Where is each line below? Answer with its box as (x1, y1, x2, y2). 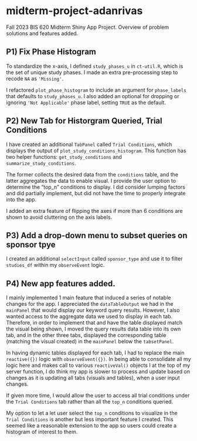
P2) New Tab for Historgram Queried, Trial (6, 116, 162, 126)
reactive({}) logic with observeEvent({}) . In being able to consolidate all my (6, 356, 192, 363)
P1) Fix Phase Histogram (6, 47, 97, 57)
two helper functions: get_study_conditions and (6, 153, 122, 160)
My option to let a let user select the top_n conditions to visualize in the (6, 410, 178, 417)
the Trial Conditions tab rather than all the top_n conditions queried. (6, 398, 174, 405)
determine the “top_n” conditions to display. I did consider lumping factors (6, 183, 186, 191)
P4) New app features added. (6, 278, 116, 289)
